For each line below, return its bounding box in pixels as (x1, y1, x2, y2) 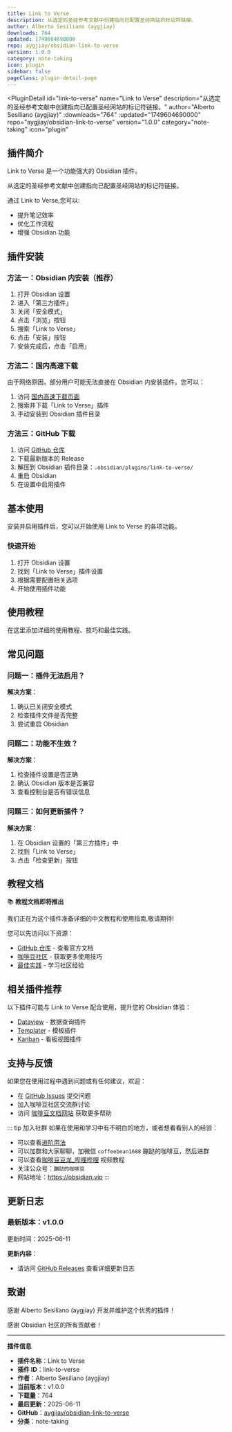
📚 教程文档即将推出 (7, 897, 64, 906)
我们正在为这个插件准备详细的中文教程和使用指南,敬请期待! (7, 915, 175, 923)
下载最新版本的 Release (17, 455, 84, 463)
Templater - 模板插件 (17, 1027, 77, 1035)
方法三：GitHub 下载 (7, 429, 76, 439)
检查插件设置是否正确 (17, 771, 78, 779)
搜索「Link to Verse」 (17, 324, 79, 333)
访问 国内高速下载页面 (17, 392, 80, 401)
